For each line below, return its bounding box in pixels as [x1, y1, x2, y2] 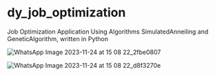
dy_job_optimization [7, 5, 126, 21]
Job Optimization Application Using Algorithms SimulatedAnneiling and [7, 27, 209, 36]
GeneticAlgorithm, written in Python [7, 34, 109, 42]
